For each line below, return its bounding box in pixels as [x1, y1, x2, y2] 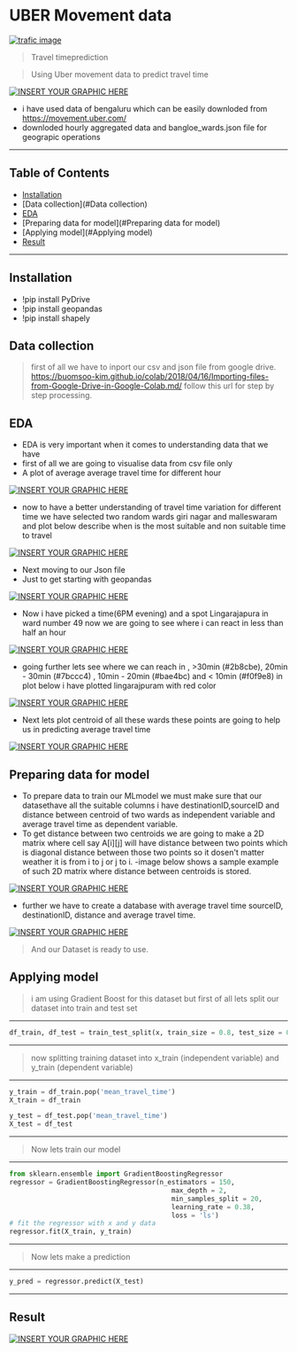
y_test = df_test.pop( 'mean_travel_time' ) [9, 1112, 168, 1121]
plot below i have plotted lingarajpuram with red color [21, 680, 217, 692]
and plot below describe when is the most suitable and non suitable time [21, 520, 286, 532]
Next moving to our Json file [21, 565, 126, 575]
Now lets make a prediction [30, 1252, 131, 1262]
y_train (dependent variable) [30, 1061, 133, 1073]
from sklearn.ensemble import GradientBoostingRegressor [9, 1169, 224, 1179]
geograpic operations [21, 131, 101, 142]
